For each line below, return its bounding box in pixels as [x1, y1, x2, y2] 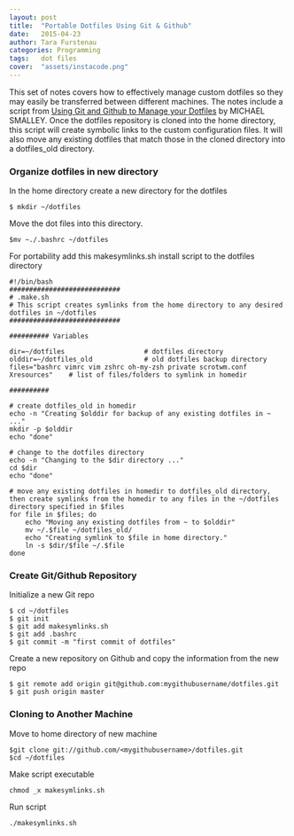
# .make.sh [9, 293, 50, 302]
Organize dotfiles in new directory [9, 165, 159, 177]
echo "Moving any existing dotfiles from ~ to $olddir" [25, 518, 236, 527]
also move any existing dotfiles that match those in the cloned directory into [9, 134, 286, 145]
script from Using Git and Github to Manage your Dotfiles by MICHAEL [9, 105, 266, 116]
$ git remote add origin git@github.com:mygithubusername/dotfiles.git [9, 680, 279, 689]
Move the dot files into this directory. [9, 218, 143, 229]
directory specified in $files [9, 503, 125, 512]
